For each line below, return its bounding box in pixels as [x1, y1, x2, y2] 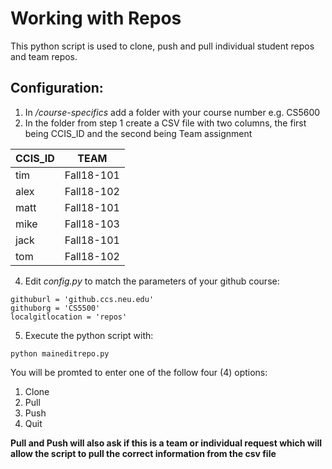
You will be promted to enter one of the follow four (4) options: [10, 366, 268, 378]
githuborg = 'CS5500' [10, 303, 101, 313]
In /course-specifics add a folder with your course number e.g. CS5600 [24, 106, 321, 118]
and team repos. [10, 50, 78, 62]
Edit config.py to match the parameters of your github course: [24, 275, 280, 287]
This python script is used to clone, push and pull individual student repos [10, 40, 315, 52]
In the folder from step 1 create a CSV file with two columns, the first [24, 117, 307, 129]
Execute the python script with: [24, 329, 154, 341]
